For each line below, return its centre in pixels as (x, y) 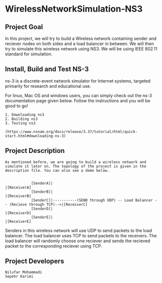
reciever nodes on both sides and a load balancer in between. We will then (80, 44)
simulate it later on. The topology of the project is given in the (76, 166)
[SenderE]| (42, 217)
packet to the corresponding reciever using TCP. (54, 246)
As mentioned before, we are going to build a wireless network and (76, 162)
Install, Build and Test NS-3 (47, 69)
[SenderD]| (42, 209)
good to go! (16, 106)
